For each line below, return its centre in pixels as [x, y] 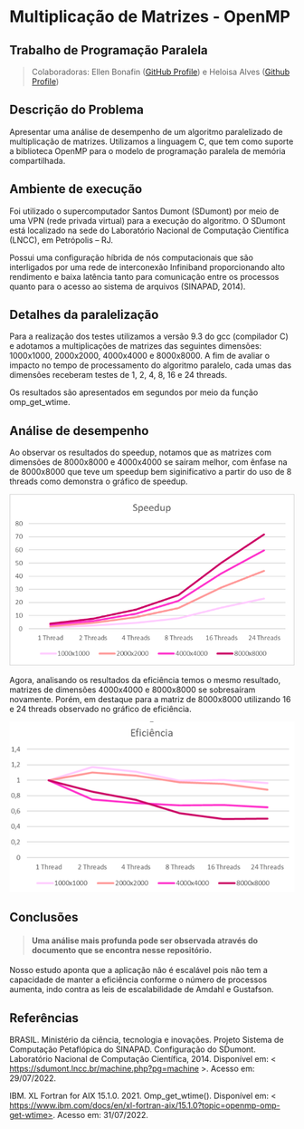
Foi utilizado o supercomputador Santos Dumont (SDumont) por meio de [144, 211]
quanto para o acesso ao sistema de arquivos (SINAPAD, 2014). [128, 286]
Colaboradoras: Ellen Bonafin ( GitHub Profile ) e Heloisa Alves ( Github [161, 72]
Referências [44, 1018]
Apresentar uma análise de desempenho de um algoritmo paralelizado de [146, 131]
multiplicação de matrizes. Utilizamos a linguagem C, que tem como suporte [152, 141]
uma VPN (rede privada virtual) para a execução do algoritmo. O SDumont [147, 220]
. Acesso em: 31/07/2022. [101, 1115]
